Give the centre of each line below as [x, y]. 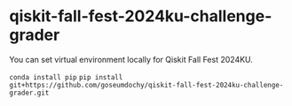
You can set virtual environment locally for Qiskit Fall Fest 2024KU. [131, 59]
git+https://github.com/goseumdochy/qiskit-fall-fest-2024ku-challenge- [146, 85]
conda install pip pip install [66, 77]
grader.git [29, 93]
